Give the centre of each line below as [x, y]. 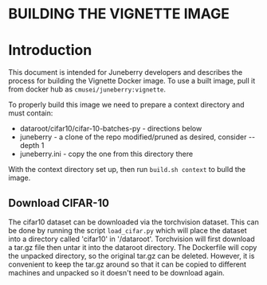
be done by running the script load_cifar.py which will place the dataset [128, 230]
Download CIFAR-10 [59, 203]
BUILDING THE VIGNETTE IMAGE [119, 14]
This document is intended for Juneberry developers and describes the [126, 72]
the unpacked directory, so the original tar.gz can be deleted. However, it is [132, 256]
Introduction [50, 51]
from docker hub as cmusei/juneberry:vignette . [87, 89]
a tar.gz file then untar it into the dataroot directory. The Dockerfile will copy [133, 247]
